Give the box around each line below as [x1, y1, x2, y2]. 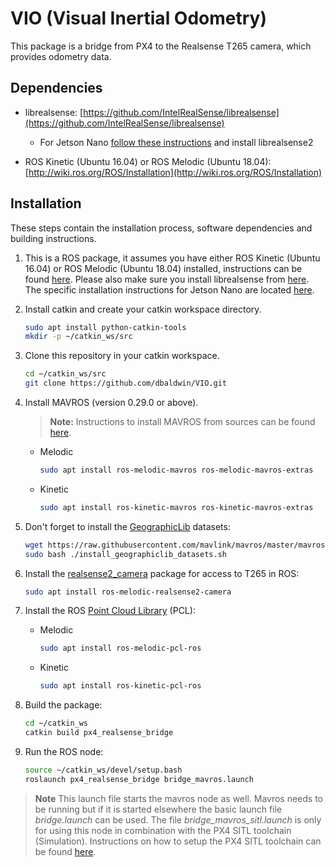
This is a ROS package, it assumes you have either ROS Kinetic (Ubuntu [24, 252, 321, 264]
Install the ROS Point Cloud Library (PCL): [24, 605, 196, 617]
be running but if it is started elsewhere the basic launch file [34, 803, 283, 815]
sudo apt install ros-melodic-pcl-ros [39, 643, 202, 654]
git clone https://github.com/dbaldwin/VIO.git [24, 378, 227, 389]
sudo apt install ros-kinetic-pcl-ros [39, 681, 202, 691]
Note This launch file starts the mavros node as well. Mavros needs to [34, 792, 324, 804]
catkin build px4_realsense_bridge [24, 728, 174, 738]
